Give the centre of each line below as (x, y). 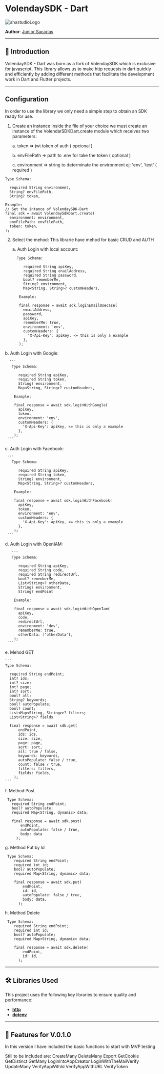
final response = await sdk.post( (47, 821)
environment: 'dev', (39, 626)
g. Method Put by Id (25, 847)
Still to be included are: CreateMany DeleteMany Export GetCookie (72, 1056)
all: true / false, (38, 752)
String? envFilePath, (31, 192)
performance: (19, 1000)
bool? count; (23, 708)
